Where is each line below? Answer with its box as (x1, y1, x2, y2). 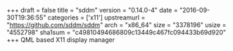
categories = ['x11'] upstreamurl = (47, 13, 146, 22)
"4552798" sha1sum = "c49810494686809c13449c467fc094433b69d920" (6, 28, 227, 36)
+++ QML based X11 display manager (6, 36, 115, 44)
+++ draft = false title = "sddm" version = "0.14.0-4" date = (6, 6, 178, 14)
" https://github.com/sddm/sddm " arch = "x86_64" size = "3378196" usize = (6, 21, 227, 29)
